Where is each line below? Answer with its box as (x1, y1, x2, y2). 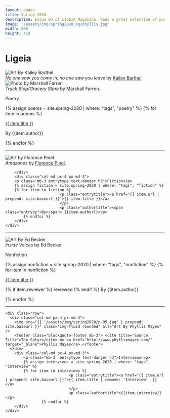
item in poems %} (5, 110, 42, 116)
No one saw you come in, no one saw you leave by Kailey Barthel (5, 74, 142, 81)
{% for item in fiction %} (14, 187, 71, 192)
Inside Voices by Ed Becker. (5, 241, 63, 248)
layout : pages (5, 7, 35, 13)
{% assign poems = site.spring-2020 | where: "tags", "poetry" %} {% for (5, 105, 157, 111)
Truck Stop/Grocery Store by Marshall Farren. (5, 86, 100, 92)
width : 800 (5, 26, 28, 31)
